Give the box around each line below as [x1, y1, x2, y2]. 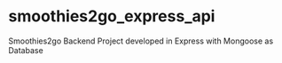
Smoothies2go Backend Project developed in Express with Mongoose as [8, 35, 274, 46]
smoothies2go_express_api [8, 6, 215, 27]
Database [8, 44, 43, 55]
